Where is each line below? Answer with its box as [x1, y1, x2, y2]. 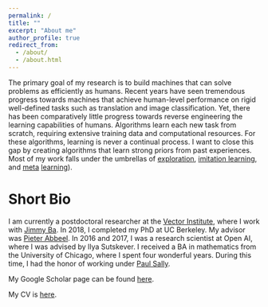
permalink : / [8, 11, 52, 20]
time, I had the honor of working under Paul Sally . [8, 258, 171, 268]
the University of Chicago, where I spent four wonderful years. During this [8, 250, 252, 259]
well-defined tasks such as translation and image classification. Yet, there [8, 103, 250, 112]
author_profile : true [8, 33, 81, 42]
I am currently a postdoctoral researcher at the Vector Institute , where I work [8, 216, 260, 226]
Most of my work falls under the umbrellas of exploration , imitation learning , [8, 153, 258, 163]
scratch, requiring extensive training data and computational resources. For [8, 128, 256, 138]
